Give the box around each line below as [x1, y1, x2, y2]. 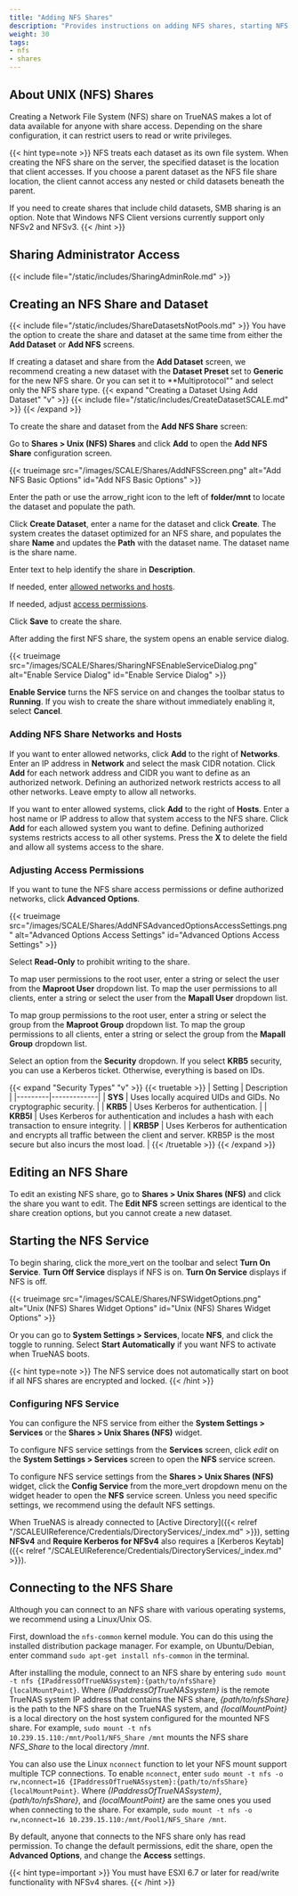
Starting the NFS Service [9, 1234, 149, 1249]
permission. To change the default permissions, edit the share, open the [9, 1840, 273, 1851]
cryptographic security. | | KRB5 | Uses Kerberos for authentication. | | [9, 1102, 268, 1112]
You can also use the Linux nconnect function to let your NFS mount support [9, 1758, 287, 1769]
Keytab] [254, 1535, 285, 1547]
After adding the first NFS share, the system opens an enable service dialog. [9, 634, 289, 644]
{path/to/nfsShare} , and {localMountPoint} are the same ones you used [9, 1794, 271, 1805]
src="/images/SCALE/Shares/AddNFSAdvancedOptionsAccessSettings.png [9, 920, 287, 932]
